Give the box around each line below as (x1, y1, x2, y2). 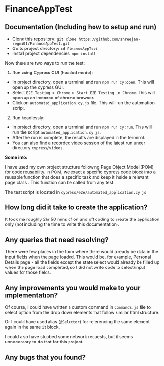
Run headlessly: (12, 115, 45, 121)
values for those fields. (5, 269, 51, 275)
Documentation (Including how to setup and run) (5, 23, 157, 31)
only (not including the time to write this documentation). (5, 221, 119, 227)
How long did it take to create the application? (5, 203, 148, 212)
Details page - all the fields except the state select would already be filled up (5, 259, 160, 265)
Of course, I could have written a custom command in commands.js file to (5, 304, 151, 310)
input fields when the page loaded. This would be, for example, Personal (5, 254, 151, 260)
